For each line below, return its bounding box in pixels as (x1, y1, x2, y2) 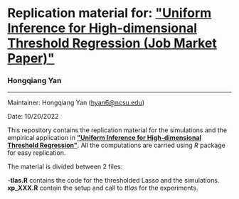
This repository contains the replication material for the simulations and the (7, 126, 228, 134)
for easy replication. (7, 149, 66, 157)
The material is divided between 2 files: (7, 162, 123, 171)
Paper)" (7, 50, 55, 67)
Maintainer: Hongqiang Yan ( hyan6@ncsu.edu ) (7, 98, 145, 107)
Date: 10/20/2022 (7, 112, 59, 121)
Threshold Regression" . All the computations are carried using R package (7, 141, 225, 150)
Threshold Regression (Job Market (7, 36, 217, 51)
